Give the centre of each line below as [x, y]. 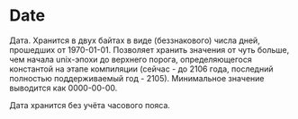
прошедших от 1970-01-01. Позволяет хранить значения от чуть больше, [149, 49]
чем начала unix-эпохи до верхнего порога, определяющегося [131, 59]
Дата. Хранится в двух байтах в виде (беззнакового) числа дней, [135, 40]
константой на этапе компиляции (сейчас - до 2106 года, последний [141, 69]
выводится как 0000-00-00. [63, 88]
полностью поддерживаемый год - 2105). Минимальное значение [137, 78]
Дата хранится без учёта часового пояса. [90, 105]
